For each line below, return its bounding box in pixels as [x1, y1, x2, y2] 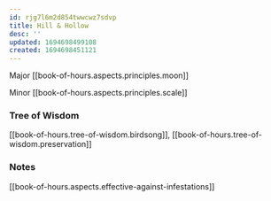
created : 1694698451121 [9, 46, 97, 55]
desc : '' [9, 29, 42, 38]
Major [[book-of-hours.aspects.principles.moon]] [9, 70, 189, 81]
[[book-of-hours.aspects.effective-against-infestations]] [9, 181, 215, 191]
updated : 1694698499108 [9, 37, 97, 47]
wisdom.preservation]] [9, 139, 92, 150]
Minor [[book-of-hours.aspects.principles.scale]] [9, 88, 188, 98]
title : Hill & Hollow [9, 21, 89, 30]
